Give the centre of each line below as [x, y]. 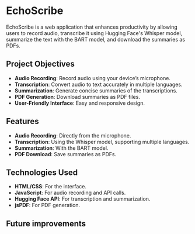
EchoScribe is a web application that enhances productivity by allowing [92, 27]
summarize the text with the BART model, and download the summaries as [96, 39]
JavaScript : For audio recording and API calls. [70, 193]
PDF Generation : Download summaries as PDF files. [77, 97]
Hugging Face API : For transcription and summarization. [82, 199]
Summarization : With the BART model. [61, 148]
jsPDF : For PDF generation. [47, 205]
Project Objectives [40, 64]
